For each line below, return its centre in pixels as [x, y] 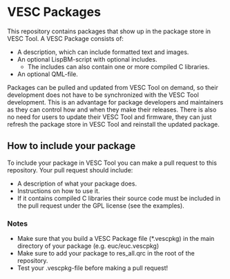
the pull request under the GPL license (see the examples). [100, 206]
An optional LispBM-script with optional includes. [87, 59]
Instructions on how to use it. [58, 190]
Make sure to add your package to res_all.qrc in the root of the [106, 253]
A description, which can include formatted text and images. [103, 52]
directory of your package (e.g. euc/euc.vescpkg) [88, 246]
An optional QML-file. [47, 74]
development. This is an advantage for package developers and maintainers [115, 102]
